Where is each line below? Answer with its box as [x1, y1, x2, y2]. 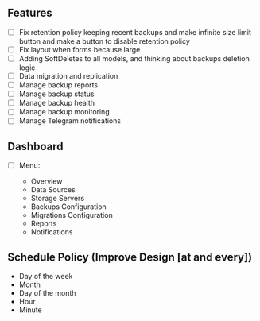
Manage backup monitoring [18, 107, 110, 117]
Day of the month [18, 288, 76, 298]
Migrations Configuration [30, 211, 113, 220]
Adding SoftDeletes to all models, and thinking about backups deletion [18, 53, 250, 63]
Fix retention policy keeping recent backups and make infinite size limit [18, 27, 252, 37]
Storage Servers [30, 194, 85, 203]
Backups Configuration [30, 202, 107, 211]
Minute [18, 305, 42, 315]
